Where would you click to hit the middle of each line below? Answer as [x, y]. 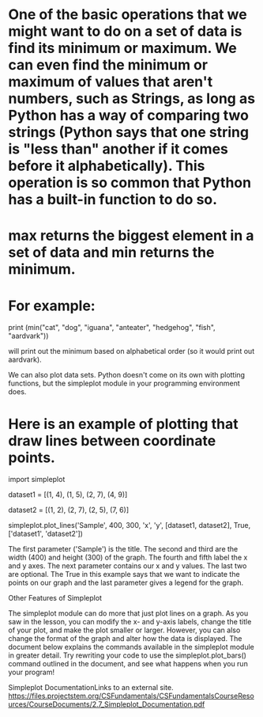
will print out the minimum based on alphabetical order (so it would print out [131, 351]
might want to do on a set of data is [125, 31]
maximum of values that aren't [111, 82]
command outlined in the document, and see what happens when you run [128, 664]
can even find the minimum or [108, 65]
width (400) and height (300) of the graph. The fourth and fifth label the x [128, 558]
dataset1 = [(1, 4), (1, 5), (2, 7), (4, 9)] [68, 495]
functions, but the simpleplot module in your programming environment [124, 383]
